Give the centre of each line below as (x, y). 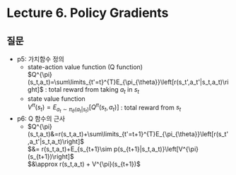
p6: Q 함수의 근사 (41, 119)
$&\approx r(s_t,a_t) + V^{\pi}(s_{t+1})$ (84, 164)
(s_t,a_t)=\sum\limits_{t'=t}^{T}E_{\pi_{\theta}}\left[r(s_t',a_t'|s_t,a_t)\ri (128, 82)
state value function (56, 98)
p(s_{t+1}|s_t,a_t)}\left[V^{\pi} (156, 149)
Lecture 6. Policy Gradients (88, 13)
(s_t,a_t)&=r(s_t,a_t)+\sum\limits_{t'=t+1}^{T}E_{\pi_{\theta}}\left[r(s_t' (128, 134)
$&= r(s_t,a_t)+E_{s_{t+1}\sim (70, 149)
